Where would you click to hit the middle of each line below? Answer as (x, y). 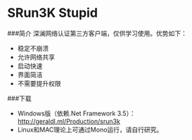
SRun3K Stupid (53, 13)
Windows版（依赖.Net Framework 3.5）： (76, 113)
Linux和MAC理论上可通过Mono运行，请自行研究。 (90, 129)
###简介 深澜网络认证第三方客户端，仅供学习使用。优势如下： (97, 33)
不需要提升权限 (39, 83)
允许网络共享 (36, 57)
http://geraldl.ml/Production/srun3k (69, 121)
